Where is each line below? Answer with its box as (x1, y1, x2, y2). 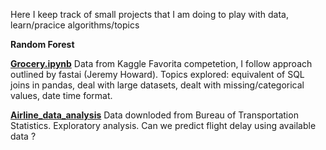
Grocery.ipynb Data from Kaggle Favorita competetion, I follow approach (10, 58, 313, 69)
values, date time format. (10, 90, 113, 101)
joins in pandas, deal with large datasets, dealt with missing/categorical (10, 79, 305, 91)
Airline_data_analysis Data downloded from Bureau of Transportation (10, 109, 299, 121)
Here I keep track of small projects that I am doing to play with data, (10, 9, 289, 20)
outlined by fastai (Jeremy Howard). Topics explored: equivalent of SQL (10, 69, 305, 80)
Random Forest (10, 39, 75, 50)
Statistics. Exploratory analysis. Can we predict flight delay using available (10, 120, 317, 131)
